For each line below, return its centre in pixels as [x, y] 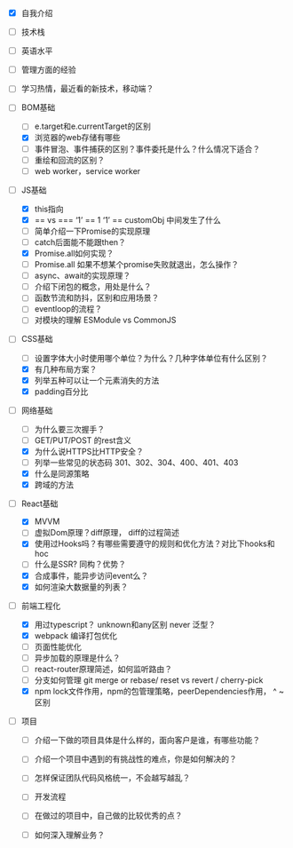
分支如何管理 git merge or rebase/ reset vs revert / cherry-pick [149, 680]
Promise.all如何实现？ [74, 253]
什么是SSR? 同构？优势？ [80, 564]
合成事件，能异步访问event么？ [91, 575]
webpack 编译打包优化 [75, 635]
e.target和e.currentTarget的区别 [93, 126]
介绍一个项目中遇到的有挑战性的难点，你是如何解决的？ [135, 759]
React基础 [40, 503]
